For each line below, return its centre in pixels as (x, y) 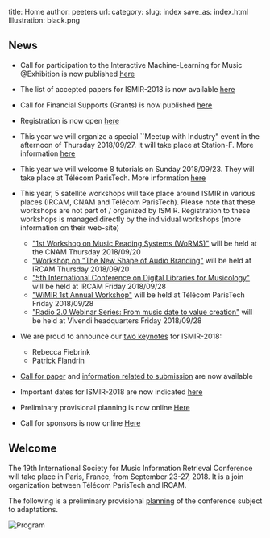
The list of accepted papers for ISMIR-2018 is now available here (127, 89)
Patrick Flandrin (58, 360)
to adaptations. (33, 509)
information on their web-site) (69, 227)
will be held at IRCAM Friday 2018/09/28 (99, 286)
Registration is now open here (69, 120)
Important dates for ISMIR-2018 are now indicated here (111, 392)
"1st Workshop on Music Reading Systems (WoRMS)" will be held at (145, 243)
